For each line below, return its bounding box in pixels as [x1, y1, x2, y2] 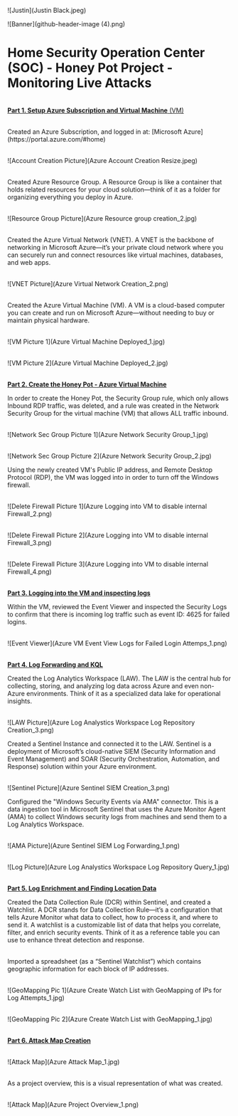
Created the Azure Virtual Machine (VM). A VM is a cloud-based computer [7, 300, 225, 309]
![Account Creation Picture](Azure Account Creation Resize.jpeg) [7, 156, 198, 164]
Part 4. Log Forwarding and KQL [7, 660, 104, 668]
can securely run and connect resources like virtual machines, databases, [7, 251, 224, 259]
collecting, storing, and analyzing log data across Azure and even [7, 681, 199, 690]
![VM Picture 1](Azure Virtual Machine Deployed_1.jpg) [7, 337, 166, 346]
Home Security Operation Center [7, 45, 205, 61]
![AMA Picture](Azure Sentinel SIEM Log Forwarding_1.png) [7, 841, 180, 850]
